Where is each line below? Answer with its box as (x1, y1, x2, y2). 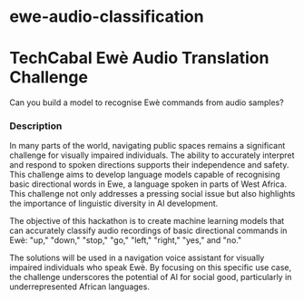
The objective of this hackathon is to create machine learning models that (9, 216, 285, 227)
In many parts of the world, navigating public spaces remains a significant (9, 141, 286, 151)
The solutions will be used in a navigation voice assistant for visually (9, 252, 265, 264)
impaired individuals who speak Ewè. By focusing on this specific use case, (9, 262, 292, 273)
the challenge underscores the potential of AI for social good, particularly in (9, 272, 292, 283)
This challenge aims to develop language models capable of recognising (9, 170, 280, 180)
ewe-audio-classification (9, 6, 204, 27)
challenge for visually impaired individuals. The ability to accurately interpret (9, 150, 295, 160)
